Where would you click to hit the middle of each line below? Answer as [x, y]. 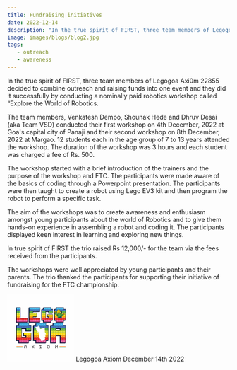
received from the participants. [52, 255]
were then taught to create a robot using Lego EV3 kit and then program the [117, 190]
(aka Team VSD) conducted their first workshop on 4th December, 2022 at [116, 125]
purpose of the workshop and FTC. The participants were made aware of [114, 175]
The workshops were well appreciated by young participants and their [109, 270]
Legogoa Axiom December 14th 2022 [130, 359]
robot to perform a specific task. [54, 198]
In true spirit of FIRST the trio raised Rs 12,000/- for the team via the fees [113, 248]
